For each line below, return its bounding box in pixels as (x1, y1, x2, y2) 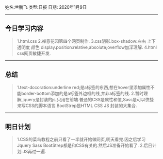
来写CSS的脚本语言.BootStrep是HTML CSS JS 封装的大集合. (16, 103, 137, 108)
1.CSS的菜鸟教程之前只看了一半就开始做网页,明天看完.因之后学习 (16, 137, 146, 142)
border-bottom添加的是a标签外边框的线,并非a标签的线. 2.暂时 (21, 90, 144, 96)
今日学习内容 (5, 24, 44, 33)
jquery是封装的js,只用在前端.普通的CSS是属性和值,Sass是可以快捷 (22, 96, 154, 102)
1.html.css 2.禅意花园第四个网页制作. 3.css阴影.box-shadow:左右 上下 (16, 38, 156, 44)
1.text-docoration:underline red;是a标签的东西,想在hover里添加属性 (16, 84, 150, 90)
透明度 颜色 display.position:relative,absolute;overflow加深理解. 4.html (16, 44, 157, 50)
